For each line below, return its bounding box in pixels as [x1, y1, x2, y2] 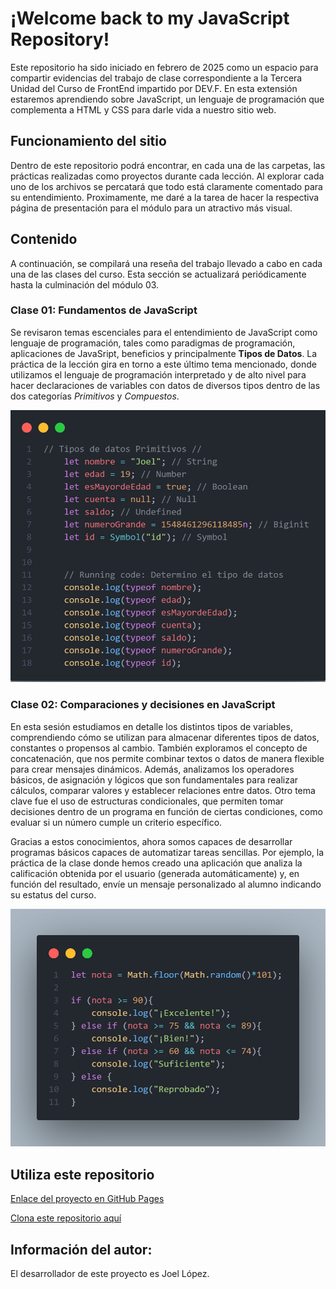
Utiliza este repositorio [10, 1166, 155, 1183]
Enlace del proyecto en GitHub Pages [10, 1193, 165, 1205]
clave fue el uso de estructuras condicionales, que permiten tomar [10, 795, 284, 807]
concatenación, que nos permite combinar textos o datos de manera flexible [10, 752, 325, 764]
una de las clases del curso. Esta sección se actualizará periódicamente [10, 268, 307, 280]
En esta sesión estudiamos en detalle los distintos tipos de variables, [10, 720, 293, 732]
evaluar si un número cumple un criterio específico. [10, 816, 223, 828]
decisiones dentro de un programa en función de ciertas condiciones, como [10, 805, 323, 817]
